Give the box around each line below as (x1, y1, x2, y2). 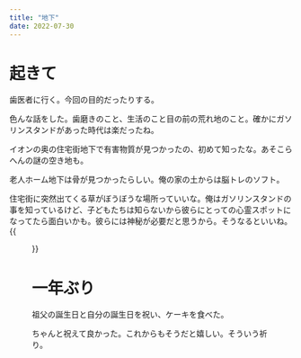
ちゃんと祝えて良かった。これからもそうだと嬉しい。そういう (31, 328, 261, 339)
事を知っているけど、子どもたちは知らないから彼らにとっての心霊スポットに (9, 204, 292, 216)
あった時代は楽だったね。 (64, 125, 159, 136)
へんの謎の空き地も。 (9, 155, 88, 166)
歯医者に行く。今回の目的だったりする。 (9, 94, 159, 105)
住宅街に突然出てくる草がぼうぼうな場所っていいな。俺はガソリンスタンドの (9, 193, 292, 204)
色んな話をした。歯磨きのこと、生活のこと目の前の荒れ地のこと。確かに (9, 113, 277, 124)
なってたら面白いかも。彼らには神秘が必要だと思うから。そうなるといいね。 (9, 216, 293, 227)
